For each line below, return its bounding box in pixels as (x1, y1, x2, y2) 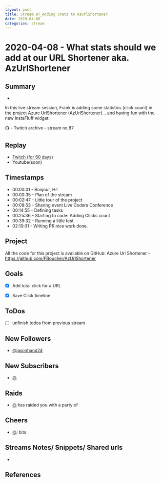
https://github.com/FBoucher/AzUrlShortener (5, 255, 96, 261)
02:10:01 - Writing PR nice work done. (12, 223, 88, 228)
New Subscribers (5, 361, 59, 370)
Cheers (5, 416, 28, 425)
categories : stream (5, 21, 45, 26)
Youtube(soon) (12, 159, 42, 165)
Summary (5, 82, 36, 91)
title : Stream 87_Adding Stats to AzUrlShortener (5, 12, 108, 17)
